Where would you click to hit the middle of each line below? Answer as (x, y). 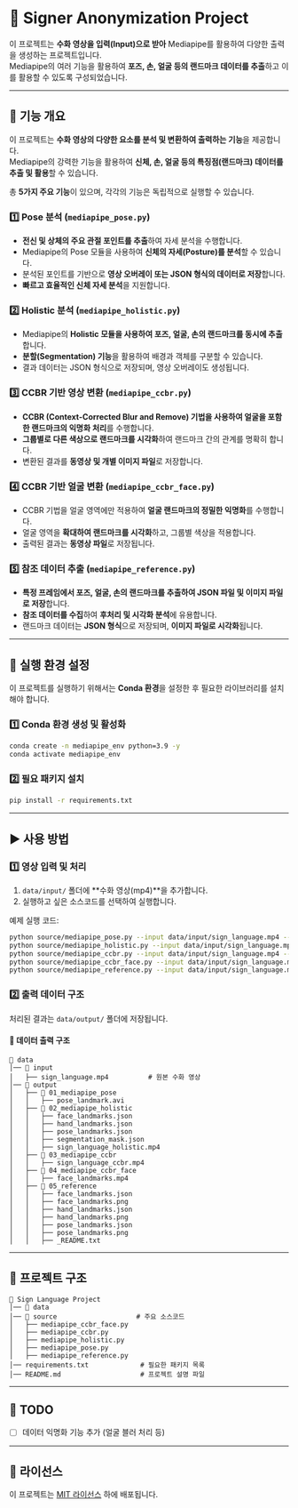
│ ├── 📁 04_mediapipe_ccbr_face (73, 1170)
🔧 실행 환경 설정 (50, 665)
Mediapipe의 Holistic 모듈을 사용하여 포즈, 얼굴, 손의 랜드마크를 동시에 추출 (152, 334)
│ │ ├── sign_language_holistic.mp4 (85, 1147)
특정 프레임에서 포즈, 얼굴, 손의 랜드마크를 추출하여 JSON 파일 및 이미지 (145, 593)
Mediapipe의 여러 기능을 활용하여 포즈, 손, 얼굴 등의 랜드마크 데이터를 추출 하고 (144, 66)
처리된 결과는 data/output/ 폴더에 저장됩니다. (89, 1018)
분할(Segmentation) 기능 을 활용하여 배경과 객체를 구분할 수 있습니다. (142, 357)
